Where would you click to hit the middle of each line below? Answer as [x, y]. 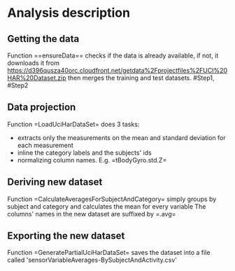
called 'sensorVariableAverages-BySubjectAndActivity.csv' [92, 260]
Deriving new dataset [55, 182]
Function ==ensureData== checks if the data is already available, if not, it [113, 55]
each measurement [45, 145]
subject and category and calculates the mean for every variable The [107, 206]
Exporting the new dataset [66, 236]
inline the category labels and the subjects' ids [84, 153]
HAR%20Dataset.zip [37, 78]
